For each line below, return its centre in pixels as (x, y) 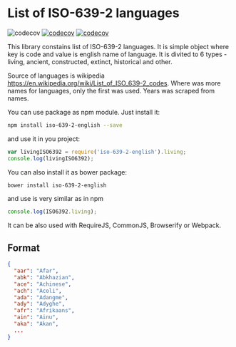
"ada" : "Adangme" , (41, 297)
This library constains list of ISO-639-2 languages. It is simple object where (118, 46)
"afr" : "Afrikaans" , (44, 311)
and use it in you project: (44, 139)
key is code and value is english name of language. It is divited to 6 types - (117, 54)
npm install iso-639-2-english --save (65, 125)
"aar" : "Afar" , (36, 271)
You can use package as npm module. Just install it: (84, 112)
